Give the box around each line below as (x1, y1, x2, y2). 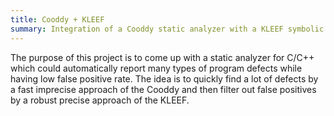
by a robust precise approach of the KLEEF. (10, 94, 190, 106)
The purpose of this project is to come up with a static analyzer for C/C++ (10, 51, 315, 63)
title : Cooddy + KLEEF (10, 14, 105, 25)
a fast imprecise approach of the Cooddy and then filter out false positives (10, 83, 317, 95)
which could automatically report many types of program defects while (10, 62, 303, 74)
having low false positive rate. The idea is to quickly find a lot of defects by (10, 72, 319, 85)
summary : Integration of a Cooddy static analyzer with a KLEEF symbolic (10, 24, 325, 34)
